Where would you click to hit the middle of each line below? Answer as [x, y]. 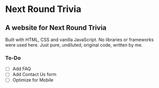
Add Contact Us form [34, 74]
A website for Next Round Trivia [56, 28]
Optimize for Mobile [33, 80]
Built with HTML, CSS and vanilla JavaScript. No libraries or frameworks [79, 39]
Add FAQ [22, 69]
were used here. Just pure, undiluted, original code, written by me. [74, 45]
